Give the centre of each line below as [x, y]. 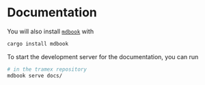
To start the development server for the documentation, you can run [103, 56]
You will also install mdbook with [51, 31]
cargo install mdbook [38, 44]
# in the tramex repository [47, 69]
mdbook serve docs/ [35, 75]
